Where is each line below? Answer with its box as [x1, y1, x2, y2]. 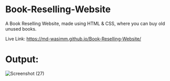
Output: [5, 53, 39, 65]
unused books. [5, 25, 37, 32]
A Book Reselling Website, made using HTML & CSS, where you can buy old [5, 20, 165, 26]
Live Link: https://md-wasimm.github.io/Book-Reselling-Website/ [5, 36, 141, 42]
